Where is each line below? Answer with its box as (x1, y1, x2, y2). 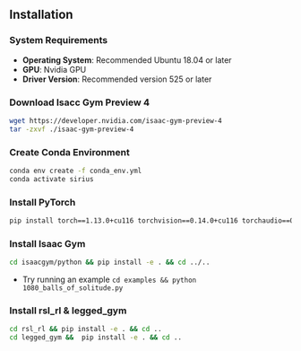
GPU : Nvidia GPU (21, 64, 87, 75)
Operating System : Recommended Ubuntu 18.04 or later (21, 54, 232, 66)
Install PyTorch (9, 196, 76, 208)
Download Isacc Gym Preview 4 (9, 96, 150, 109)
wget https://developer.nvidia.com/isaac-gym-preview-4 (9, 116, 222, 125)
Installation (9, 7, 73, 22)
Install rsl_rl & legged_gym (9, 304, 127, 317)
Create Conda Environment (9, 145, 130, 158)
